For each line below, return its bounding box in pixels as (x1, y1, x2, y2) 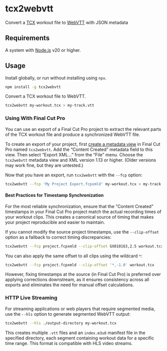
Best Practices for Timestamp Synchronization (5, 192, 104, 198)
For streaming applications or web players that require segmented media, (5, 306, 156, 312)
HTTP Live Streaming (5, 294, 58, 301)
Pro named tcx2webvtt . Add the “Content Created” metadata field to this (5, 146, 153, 152)
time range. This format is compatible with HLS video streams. (5, 340, 133, 346)
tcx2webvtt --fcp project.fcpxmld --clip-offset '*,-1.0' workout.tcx (5, 262, 155, 267)
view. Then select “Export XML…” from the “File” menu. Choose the (5, 151, 143, 157)
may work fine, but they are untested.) (5, 162, 83, 168)
